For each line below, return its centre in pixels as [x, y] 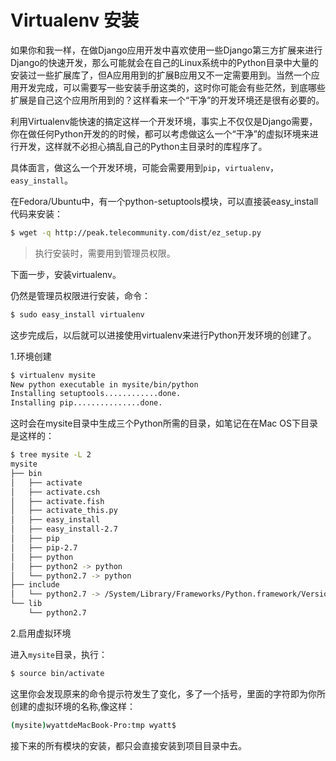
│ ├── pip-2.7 [44, 547]
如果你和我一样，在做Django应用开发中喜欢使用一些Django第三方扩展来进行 [166, 50]
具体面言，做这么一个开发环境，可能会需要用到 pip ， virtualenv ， [145, 167]
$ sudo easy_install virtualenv [77, 314]
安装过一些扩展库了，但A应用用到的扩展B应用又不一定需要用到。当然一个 [161, 75]
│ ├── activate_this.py [64, 511]
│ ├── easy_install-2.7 [64, 529]
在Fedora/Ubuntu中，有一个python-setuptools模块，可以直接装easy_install [164, 201]
